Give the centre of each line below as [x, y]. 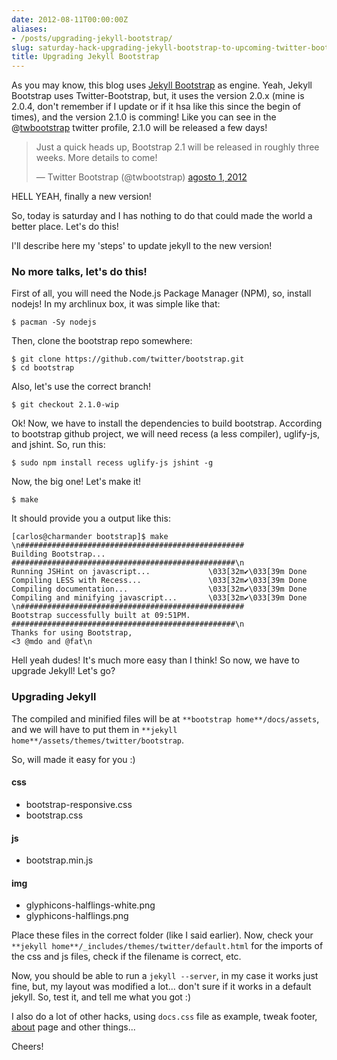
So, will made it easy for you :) [73, 759]
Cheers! [27, 1047]
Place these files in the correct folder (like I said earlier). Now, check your [162, 935]
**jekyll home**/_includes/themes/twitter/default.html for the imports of [167, 946]
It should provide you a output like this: [91, 518]
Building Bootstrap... [58, 554]
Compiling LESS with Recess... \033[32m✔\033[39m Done [159, 581]
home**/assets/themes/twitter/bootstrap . [98, 740]
